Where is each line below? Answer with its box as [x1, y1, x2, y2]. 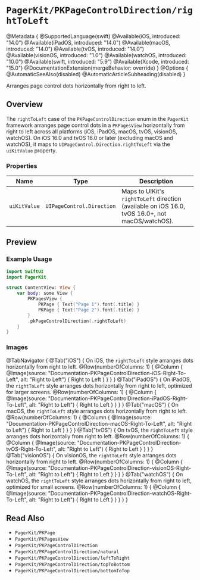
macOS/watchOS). [121, 217, 174, 225]
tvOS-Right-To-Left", [6, 445, 57, 453]
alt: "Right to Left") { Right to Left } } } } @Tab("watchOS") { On [29, 470, 183, 478]
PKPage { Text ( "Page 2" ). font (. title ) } [37, 307, 140, 313]
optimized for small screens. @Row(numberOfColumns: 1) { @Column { [6, 483, 181, 490]
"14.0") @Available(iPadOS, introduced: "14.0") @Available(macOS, [6, 39, 171, 46]
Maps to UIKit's [121, 187, 165, 195]
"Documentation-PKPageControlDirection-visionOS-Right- [48, 464, 192, 472]
